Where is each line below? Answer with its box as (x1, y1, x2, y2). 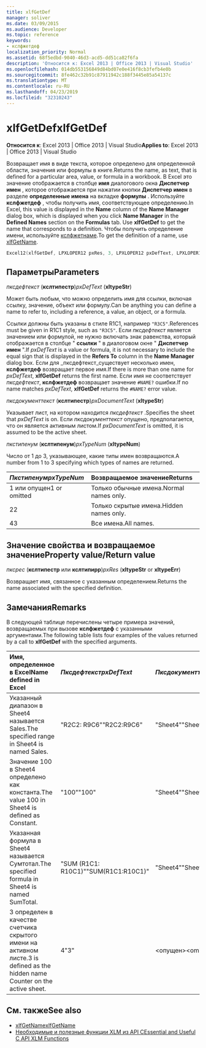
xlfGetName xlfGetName (15, 1022, 75, 1029)
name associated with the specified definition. (6, 584, 123, 592)
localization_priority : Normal (6, 49, 86, 55)
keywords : (6, 37, 32, 44)
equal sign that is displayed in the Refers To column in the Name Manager (6, 352, 194, 360)
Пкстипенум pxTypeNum (9, 473, 85, 482)
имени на (9, 939, 38, 947)
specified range (9, 732, 55, 740)
